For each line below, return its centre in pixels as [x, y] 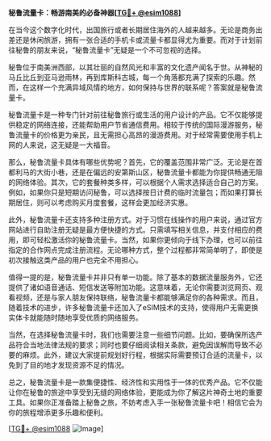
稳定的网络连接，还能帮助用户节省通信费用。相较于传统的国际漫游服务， [135, 125]
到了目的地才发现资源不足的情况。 [72, 365]
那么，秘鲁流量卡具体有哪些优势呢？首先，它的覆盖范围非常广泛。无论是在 [132, 162]
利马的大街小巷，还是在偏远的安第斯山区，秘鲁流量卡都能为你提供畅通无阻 [139, 172]
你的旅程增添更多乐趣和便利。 [58, 412]
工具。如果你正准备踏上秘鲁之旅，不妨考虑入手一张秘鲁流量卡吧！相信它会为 [135, 402]
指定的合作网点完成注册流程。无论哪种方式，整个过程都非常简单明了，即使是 [135, 250]
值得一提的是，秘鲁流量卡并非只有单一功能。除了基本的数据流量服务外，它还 [135, 277]
